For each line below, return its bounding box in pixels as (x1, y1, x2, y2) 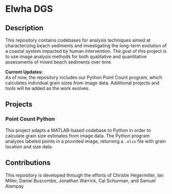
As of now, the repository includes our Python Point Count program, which (5, 74, 162, 80)
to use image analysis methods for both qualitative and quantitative (5, 53, 147, 60)
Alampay (5, 183, 24, 189)
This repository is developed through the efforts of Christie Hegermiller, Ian (5, 172, 164, 178)
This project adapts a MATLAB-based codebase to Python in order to (5, 127, 151, 133)
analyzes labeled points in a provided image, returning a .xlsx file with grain (5, 138, 166, 144)
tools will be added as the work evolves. (5, 85, 90, 91)
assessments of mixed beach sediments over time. (5, 59, 113, 65)
